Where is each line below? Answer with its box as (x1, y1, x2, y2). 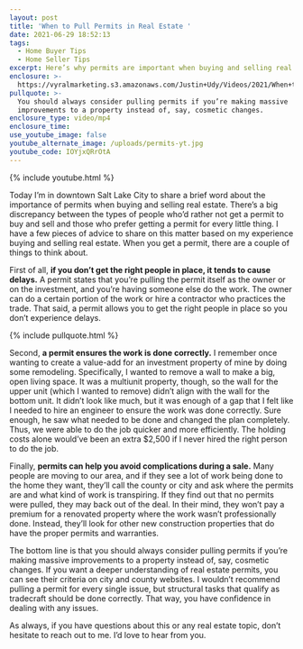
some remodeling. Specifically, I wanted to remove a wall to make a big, (9, 366, 276, 377)
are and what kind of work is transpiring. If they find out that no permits (9, 489, 275, 500)
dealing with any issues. (9, 602, 99, 613)
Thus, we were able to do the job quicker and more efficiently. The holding (9, 424, 286, 434)
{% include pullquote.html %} (9, 330, 119, 341)
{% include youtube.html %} (9, 172, 115, 183)
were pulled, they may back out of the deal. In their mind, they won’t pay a (9, 498, 285, 509)
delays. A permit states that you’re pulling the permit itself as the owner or (9, 274, 286, 285)
